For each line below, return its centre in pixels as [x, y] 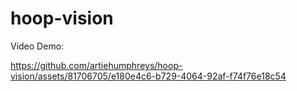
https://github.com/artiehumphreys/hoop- [96, 65]
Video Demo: [37, 46]
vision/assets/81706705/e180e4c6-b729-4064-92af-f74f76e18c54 [148, 76]
